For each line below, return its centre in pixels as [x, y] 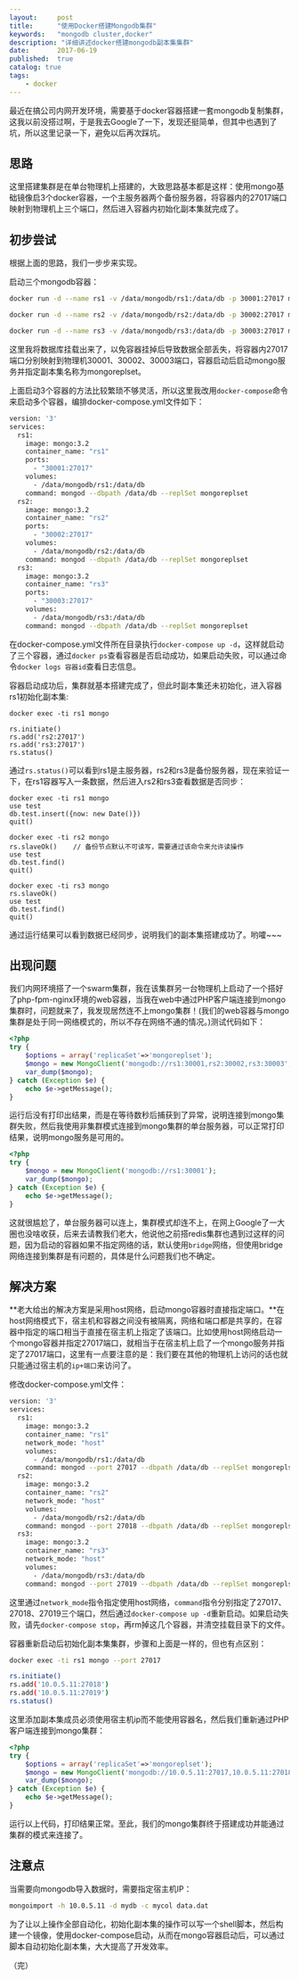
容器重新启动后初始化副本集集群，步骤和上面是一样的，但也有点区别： [138, 1644]
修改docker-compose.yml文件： [68, 1385]
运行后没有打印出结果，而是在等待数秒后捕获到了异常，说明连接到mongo [143, 1115]
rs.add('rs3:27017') [48, 745]
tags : [19, 76]
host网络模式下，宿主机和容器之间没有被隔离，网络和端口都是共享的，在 [142, 1321]
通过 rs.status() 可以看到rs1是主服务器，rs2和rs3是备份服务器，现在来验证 [145, 770]
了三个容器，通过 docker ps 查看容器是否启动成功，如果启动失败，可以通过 [144, 655]
